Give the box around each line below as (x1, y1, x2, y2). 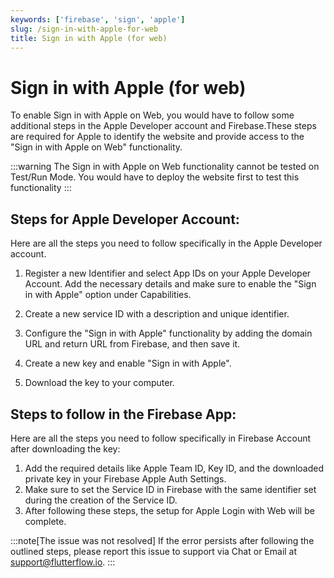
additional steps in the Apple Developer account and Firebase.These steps (10, 120, 317, 132)
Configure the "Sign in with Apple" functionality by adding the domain (24, 327, 313, 340)
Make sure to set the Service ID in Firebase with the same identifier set (24, 483, 317, 495)
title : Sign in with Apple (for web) (10, 33, 168, 43)
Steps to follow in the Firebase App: (10, 406, 237, 423)
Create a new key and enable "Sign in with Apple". (24, 357, 232, 370)
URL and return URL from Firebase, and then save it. (24, 338, 241, 350)
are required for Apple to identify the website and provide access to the (10, 131, 305, 143)
